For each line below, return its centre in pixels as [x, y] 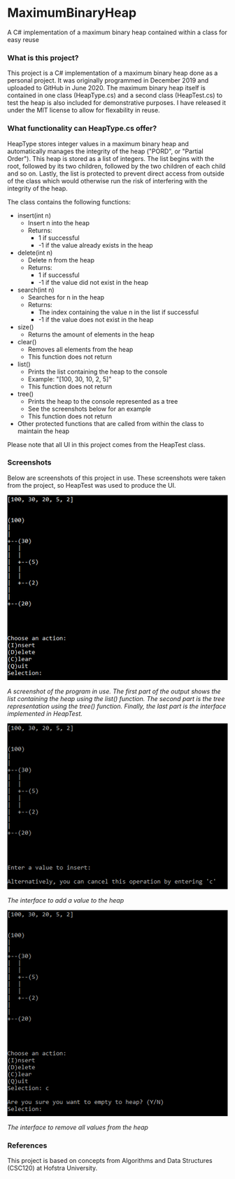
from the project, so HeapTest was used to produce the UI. [92, 485]
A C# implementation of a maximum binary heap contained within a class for [117, 32]
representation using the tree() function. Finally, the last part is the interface [117, 706]
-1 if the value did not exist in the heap [93, 282]
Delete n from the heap [61, 260]
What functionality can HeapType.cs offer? [82, 129]
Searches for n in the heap [66, 297]
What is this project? [43, 57]
